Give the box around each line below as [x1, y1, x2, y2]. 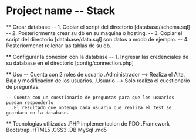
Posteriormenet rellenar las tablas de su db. [6, 42, 111, 49]
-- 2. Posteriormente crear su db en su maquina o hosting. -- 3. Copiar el [6, 29, 183, 36]
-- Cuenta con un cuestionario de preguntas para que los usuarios [6, 95, 175, 100]
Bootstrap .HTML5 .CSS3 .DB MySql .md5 [6, 126, 107, 133]
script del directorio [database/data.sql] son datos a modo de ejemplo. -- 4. [6, 36, 189, 43]
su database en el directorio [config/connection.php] [6, 60, 134, 67]
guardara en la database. [6, 110, 69, 116]
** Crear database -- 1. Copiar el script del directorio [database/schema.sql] [6, 23, 191, 30]
